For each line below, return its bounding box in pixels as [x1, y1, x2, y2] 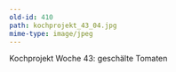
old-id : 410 [9, 12, 53, 22]
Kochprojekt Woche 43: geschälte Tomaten [9, 54, 168, 64]
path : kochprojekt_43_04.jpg [9, 21, 117, 30]
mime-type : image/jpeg [9, 29, 93, 38]
